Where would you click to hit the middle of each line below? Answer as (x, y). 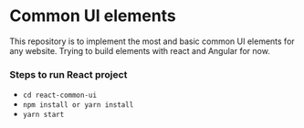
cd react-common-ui (60, 96)
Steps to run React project (68, 74)
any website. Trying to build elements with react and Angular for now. (140, 50)
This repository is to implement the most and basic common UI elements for (152, 41)
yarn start (43, 115)
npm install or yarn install (78, 105)
